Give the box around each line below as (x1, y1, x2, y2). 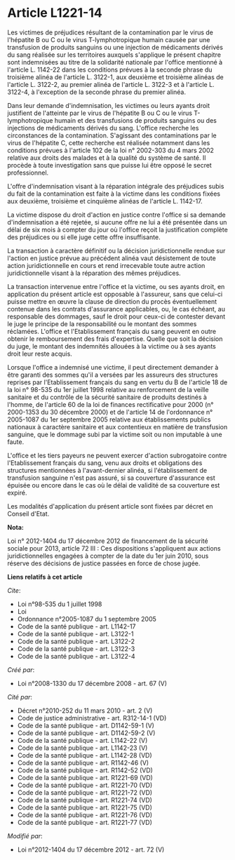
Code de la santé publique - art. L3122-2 (17, 637, 135, 645)
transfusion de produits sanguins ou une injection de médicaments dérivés (7, 43, 223, 51)
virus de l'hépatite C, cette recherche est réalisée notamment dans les (7, 138, 210, 147)
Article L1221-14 (7, 5, 103, 21)
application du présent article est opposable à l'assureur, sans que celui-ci (7, 290, 223, 298)
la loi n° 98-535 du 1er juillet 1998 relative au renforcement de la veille (7, 385, 209, 394)
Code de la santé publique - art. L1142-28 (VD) (17, 751, 152, 759)
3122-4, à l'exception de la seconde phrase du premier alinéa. (7, 88, 186, 96)
